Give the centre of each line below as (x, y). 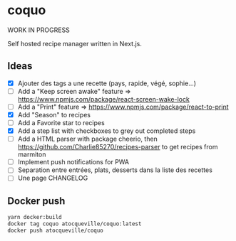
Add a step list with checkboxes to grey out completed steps (107, 131)
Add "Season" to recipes (54, 114)
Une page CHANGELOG (53, 178)
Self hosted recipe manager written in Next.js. (75, 43)
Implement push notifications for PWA (73, 162)
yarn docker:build (35, 218)
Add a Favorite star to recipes (61, 123)
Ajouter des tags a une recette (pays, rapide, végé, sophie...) (107, 83)
